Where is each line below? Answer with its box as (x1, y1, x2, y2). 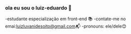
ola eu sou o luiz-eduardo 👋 (5, 4, 72, 11)
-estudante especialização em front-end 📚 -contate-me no (5, 16, 126, 22)
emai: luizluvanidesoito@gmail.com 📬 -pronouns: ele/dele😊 (5, 23, 127, 29)
